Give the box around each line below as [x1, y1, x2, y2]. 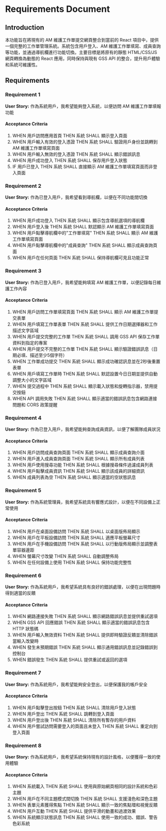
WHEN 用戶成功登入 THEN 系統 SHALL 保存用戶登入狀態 [12, 157, 127, 163]
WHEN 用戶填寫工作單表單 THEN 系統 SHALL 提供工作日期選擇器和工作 [12, 321, 158, 327]
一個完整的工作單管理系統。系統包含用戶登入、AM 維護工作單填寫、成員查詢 [5, 43, 161, 49]
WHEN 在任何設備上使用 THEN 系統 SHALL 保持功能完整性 [12, 559, 132, 565]
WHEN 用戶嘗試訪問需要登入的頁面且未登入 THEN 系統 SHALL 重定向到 [12, 723, 158, 729]
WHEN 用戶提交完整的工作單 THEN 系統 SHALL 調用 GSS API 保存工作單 [12, 333, 160, 339]
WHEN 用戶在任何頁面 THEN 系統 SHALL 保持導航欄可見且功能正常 [12, 255, 149, 261]
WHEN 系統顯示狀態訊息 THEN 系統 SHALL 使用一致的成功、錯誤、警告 [12, 814, 158, 821]
